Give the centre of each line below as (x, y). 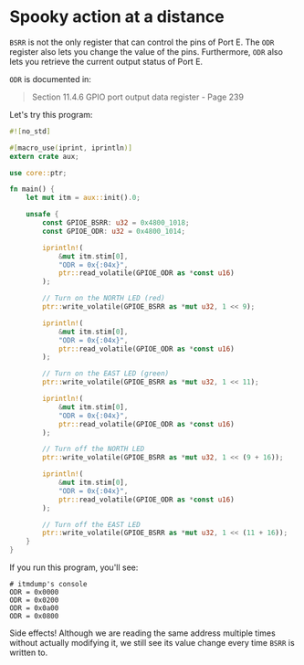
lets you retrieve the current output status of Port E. (106, 61)
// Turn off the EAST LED (92, 524)
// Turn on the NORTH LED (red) (104, 299)
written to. (29, 653)
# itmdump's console (49, 585)
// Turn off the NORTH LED (94, 449)
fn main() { (32, 189)
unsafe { (42, 215)
